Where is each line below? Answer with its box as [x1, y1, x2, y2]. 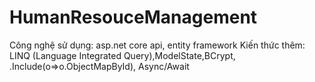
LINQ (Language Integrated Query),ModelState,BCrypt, [9, 49, 236, 61]
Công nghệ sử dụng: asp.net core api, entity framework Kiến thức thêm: [9, 39, 306, 51]
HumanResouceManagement [9, 6, 258, 29]
